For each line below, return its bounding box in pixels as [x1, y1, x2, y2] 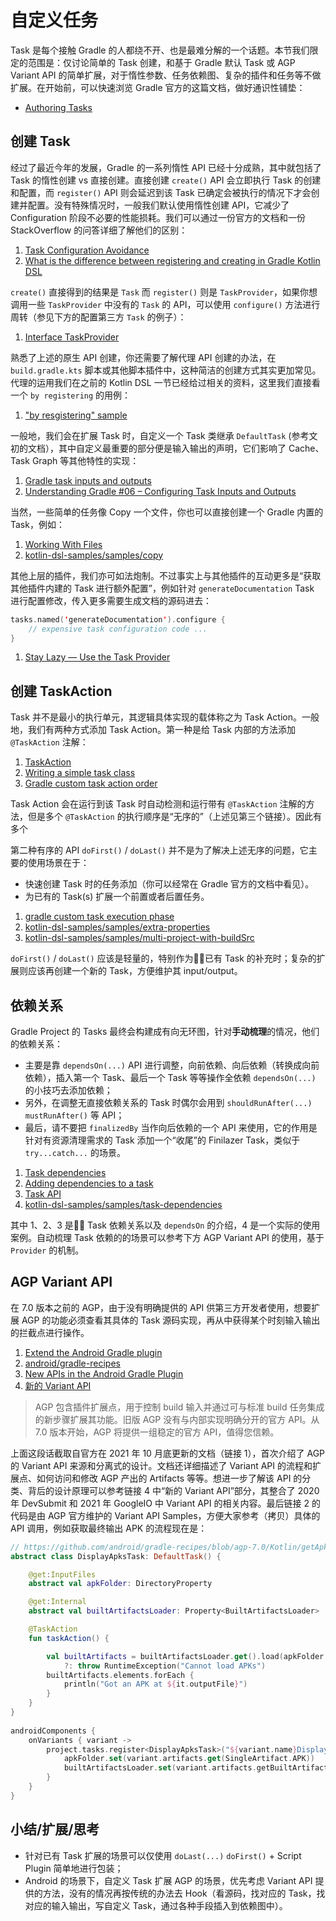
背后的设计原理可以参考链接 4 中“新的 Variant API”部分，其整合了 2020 [27, 1484, 320, 1496]
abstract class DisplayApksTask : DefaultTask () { [10, 1551, 222, 1561]
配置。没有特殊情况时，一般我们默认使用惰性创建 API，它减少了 [27, 199, 290, 211]
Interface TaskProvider [24, 331, 120, 343]
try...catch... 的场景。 [24, 1147, 126, 1158]
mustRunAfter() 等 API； [24, 1109, 125, 1121]
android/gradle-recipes [24, 1357, 121, 1369]
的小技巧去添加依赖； [24, 1084, 113, 1096]
